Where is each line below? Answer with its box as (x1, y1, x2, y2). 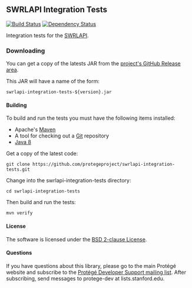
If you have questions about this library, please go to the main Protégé (6, 262, 177, 269)
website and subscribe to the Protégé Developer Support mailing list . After (6, 269, 187, 276)
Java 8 (14, 139, 31, 146)
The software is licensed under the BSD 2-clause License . (6, 235, 147, 243)
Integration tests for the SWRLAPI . (6, 32, 90, 39)
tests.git (6, 166, 31, 173)
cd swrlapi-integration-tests (6, 188, 81, 194)
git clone (6, 162, 31, 168)
